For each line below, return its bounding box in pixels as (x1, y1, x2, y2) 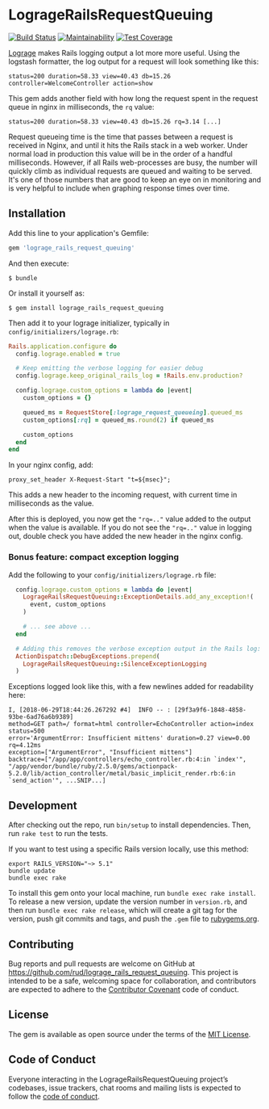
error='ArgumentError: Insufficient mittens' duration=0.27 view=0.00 (8, 734, 250, 742)
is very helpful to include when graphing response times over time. (8, 183, 230, 193)
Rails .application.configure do (8, 342, 117, 351)
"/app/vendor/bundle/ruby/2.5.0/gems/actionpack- (8, 762, 179, 771)
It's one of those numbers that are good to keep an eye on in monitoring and (8, 174, 262, 184)
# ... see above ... (23, 623, 92, 631)
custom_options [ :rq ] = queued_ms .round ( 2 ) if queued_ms (23, 416, 215, 424)
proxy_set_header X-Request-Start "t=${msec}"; (8, 476, 172, 484)
